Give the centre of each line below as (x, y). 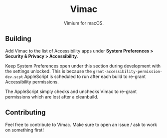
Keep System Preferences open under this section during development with (83, 65)
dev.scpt (14, 77)
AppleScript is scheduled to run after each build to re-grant (85, 76)
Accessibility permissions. (32, 81)
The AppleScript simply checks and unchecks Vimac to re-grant (71, 91)
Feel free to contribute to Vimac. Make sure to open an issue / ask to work (81, 124)
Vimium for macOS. (84, 23)
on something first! (24, 130)
